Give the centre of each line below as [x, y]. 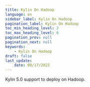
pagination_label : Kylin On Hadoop [42, 24]
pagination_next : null [29, 42]
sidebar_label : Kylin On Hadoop [39, 19]
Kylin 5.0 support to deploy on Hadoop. [45, 80]
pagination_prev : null [29, 38]
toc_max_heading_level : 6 [32, 33]
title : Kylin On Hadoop [30, 10]
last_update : [19, 61]
